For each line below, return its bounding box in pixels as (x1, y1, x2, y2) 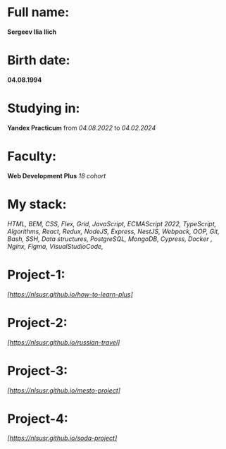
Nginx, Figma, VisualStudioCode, (7, 242, 103, 250)
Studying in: (7, 100, 80, 116)
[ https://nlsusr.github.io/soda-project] (7, 434, 118, 443)
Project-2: (7, 314, 68, 331)
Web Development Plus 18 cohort (7, 171, 106, 180)
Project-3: (7, 362, 68, 379)
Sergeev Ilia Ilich (7, 27, 57, 36)
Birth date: (7, 52, 70, 68)
